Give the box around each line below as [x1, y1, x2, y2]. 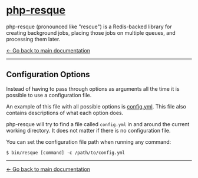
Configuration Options [6, 70, 90, 80]
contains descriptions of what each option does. [6, 109, 124, 116]
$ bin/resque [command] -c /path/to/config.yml [6, 150, 126, 156]
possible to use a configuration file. [6, 91, 92, 98]
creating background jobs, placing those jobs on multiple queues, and [6, 29, 176, 36]
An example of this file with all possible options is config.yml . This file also [6, 103, 187, 110]
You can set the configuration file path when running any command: [6, 138, 171, 145]
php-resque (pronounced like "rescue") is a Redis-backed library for [6, 23, 172, 30]
